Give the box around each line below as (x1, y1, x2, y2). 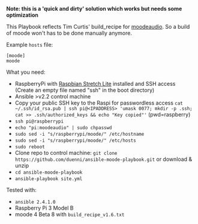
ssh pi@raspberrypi (14, 118, 64, 124)
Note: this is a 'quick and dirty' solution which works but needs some (6, 5, 182, 12)
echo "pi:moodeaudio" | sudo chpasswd (14, 125, 112, 131)
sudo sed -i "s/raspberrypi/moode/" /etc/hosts (14, 138, 136, 144)
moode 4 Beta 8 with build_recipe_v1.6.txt (14, 211, 125, 218)
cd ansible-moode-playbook (14, 169, 83, 175)
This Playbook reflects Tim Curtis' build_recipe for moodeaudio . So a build (6, 23, 190, 30)
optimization (6, 11, 39, 19)
